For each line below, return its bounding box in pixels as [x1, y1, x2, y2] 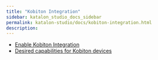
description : [6, 25, 38, 31]
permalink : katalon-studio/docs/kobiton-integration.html [6, 19, 152, 25]
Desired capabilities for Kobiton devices [14, 48, 112, 55]
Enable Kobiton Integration [14, 41, 80, 48]
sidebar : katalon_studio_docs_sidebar [6, 14, 102, 20]
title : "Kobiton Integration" [6, 8, 81, 15]
